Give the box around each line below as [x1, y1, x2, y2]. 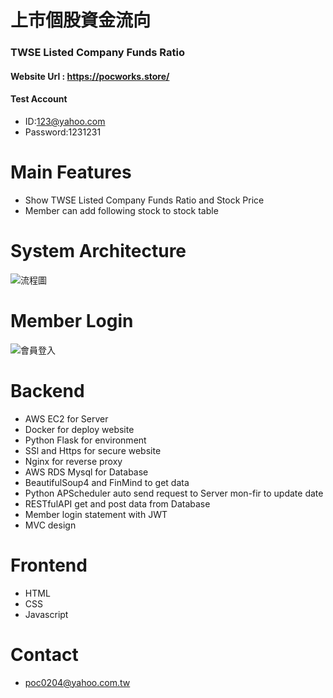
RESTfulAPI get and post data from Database [24, 497, 211, 510]
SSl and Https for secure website [24, 444, 162, 456]
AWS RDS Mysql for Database [24, 466, 149, 478]
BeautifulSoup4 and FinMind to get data [24, 476, 190, 488]
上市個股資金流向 [10, 9, 152, 32]
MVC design [24, 519, 77, 531]
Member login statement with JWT [24, 508, 168, 520]
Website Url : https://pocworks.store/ [10, 70, 170, 82]
